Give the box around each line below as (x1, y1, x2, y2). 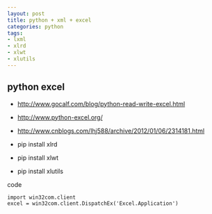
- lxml (7, 36, 26, 43)
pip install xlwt (17, 154, 59, 162)
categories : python (7, 23, 64, 30)
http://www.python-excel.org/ (17, 113, 103, 122)
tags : (7, 29, 23, 37)
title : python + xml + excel (7, 17, 92, 24)
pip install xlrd (17, 140, 58, 148)
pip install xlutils (17, 167, 64, 175)
